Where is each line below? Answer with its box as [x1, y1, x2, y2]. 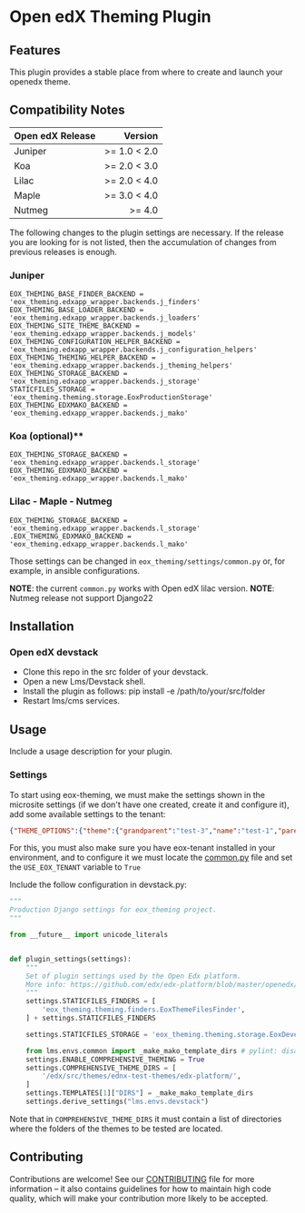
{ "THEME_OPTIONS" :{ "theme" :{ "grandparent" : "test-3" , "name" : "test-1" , [9, 826, 279, 835]
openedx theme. [9, 76, 71, 87]
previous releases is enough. [9, 246, 118, 257]
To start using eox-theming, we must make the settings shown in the [9, 789, 266, 800]
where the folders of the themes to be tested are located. [9, 1123, 223, 1134]
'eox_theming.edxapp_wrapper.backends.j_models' [9, 330, 197, 339]
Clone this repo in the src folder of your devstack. [22, 666, 209, 677]
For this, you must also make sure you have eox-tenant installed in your [9, 843, 276, 853]
